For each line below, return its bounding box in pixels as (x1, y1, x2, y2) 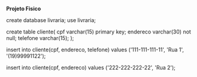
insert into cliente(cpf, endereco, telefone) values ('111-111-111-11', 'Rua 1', (6, 46, 184, 53)
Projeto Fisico (6, 5, 41, 12)
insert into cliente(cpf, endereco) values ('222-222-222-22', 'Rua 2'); (6, 64, 176, 71)
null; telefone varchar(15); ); (6, 35, 75, 41)
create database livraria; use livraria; (6, 17, 96, 23)
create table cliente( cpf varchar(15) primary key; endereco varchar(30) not (6, 28, 191, 35)
